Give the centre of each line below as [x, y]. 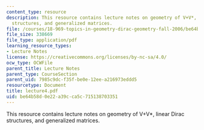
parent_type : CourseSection [42, 74]
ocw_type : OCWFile [29, 63]
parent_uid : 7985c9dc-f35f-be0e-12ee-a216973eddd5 [72, 80]
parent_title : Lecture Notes [43, 68]
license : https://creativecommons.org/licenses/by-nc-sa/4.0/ [87, 57]
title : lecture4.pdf [32, 91]
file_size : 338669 [29, 35]
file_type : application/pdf [42, 40]
